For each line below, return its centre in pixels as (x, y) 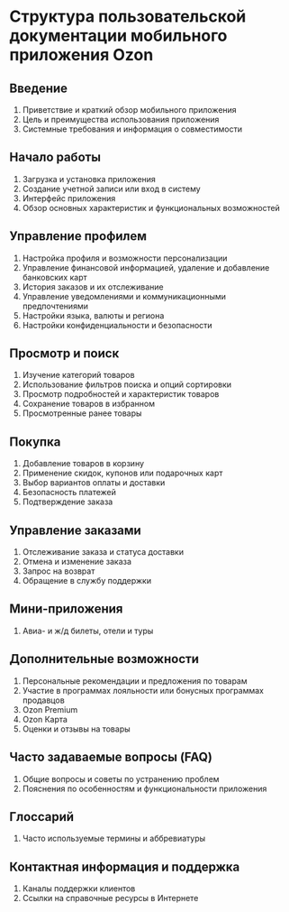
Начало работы (55, 157)
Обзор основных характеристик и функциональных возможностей (151, 207)
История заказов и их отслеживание (93, 287)
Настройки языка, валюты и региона (93, 315)
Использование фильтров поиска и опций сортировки (127, 384)
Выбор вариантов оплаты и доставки (94, 483)
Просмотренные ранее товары (82, 413)
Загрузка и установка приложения (89, 179)
